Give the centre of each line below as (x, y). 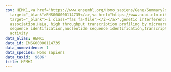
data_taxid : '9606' (26, 57)
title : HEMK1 (19, 62)
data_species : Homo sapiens (35, 52)
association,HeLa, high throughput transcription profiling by (78, 24)
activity (19, 33)
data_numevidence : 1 (27, 48)
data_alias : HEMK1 (25, 39)
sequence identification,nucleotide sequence (59, 29)
